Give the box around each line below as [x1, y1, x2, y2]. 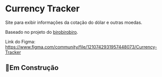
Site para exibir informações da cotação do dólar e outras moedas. [5, 19, 143, 25]
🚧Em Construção [5, 64, 59, 72]
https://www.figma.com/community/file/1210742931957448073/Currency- [5, 44, 157, 50]
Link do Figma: [5, 38, 36, 45]
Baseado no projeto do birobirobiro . [5, 29, 78, 35]
